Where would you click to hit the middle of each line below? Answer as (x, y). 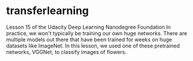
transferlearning (48, 11)
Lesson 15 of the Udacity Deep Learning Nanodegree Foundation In (88, 27)
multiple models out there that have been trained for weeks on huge (89, 39)
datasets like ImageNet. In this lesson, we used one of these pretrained (93, 46)
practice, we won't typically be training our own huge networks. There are (97, 33)
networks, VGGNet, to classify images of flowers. (66, 52)
